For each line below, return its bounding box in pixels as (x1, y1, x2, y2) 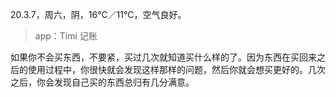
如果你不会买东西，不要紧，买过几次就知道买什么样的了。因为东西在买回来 (10, 51, 317, 63)
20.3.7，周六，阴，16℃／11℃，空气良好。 (10, 9, 187, 20)
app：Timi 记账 (34, 30, 98, 42)
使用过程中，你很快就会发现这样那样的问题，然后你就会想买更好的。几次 (27, 64, 326, 75)
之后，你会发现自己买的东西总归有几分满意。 (10, 76, 195, 88)
